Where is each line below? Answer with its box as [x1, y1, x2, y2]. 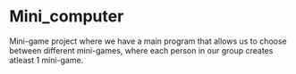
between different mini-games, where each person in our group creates [9, 45, 274, 55]
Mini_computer [9, 6, 124, 27]
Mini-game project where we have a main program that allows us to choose [9, 36, 288, 46]
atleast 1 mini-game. [9, 54, 84, 65]
